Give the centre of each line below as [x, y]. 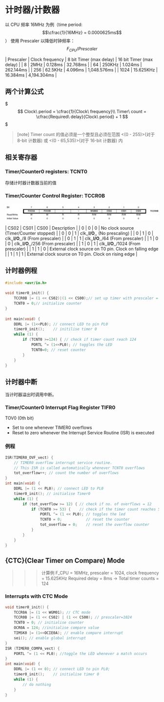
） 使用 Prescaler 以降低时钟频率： [40, 41]
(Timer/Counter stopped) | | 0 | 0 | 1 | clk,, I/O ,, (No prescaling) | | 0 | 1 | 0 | [79, 233]
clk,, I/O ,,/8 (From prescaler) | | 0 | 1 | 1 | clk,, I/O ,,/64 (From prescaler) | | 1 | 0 [82, 238]
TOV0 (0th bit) [20, 418]
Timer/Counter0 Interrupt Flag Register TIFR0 [60, 408]
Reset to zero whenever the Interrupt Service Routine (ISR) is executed [83, 433]
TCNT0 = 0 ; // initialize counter [48, 304]
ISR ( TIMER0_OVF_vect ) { [29, 457]
